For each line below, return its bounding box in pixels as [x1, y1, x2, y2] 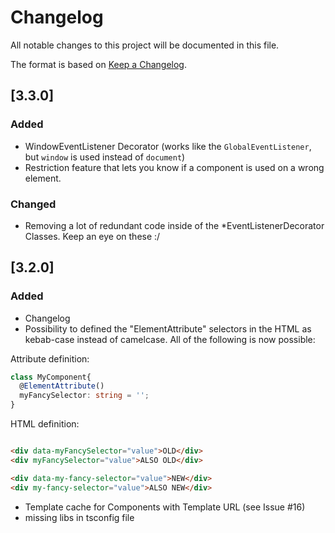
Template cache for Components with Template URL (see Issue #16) [24, 501, 306, 513]
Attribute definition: [10, 352, 90, 365]
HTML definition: [10, 418, 80, 430]
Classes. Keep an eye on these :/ [24, 230, 161, 242]
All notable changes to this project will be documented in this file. [10, 39, 280, 51]
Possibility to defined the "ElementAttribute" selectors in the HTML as [24, 322, 312, 335]
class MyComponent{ [10, 372, 92, 382]
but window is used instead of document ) [24, 151, 186, 163]
